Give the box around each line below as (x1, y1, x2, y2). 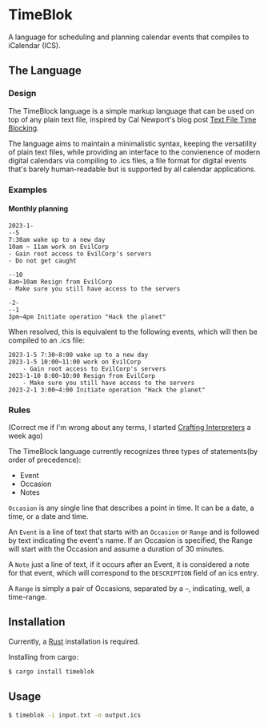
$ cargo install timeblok (8, 667, 94, 676)
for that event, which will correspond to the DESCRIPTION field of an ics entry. (8, 568, 259, 578)
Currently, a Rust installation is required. (8, 637, 140, 646)
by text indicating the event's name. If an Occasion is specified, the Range (8, 536, 254, 545)
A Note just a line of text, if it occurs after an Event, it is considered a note (8, 560, 250, 569)
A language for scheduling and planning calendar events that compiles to (8, 32, 250, 42)
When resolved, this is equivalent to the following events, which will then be (8, 327, 258, 336)
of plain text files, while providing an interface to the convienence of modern (8, 147, 261, 157)
